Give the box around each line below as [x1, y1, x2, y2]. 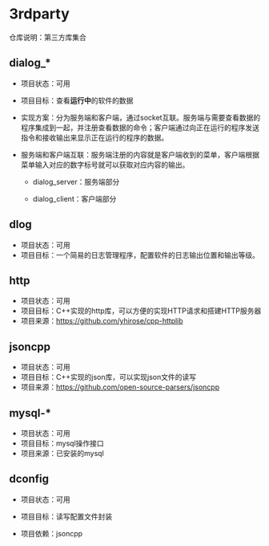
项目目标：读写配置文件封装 [20, 511, 113, 521]
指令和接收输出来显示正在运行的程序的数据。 [20, 132, 169, 142]
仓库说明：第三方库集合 [9, 32, 86, 42]
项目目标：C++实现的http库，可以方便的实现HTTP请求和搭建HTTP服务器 [20, 306, 262, 316]
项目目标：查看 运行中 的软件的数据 [20, 96, 134, 105]
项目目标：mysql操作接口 [20, 438, 105, 448]
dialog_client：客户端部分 [32, 194, 117, 203]
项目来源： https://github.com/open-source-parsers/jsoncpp [20, 382, 219, 392]
